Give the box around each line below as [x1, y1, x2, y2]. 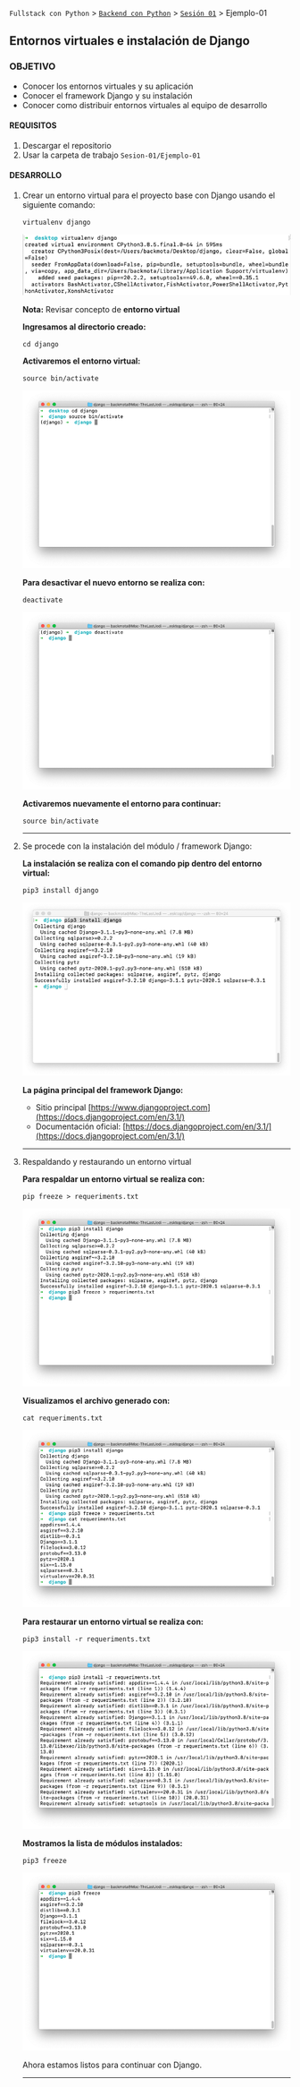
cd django [21, 339, 60, 348]
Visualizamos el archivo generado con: [21, 1395, 171, 1406]
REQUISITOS [9, 120, 57, 131]
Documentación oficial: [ [35, 1121, 127, 1132]
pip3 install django [21, 886, 99, 895]
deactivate [21, 595, 63, 604]
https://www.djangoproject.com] [90, 1101, 212, 1113]
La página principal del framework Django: [21, 1084, 184, 1095]
